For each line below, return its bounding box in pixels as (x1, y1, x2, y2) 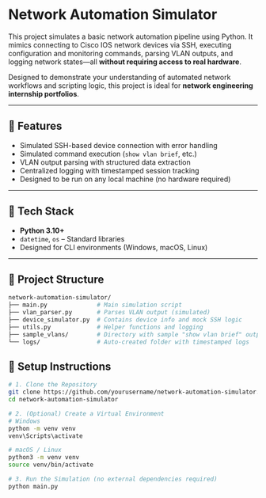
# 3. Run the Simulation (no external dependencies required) (8, 475, 218, 484)
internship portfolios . (8, 89, 79, 98)
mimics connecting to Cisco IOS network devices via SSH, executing (8, 40, 232, 49)
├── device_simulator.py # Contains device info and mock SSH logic (8, 316, 243, 324)
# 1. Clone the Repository (8, 381, 97, 389)
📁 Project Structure (8, 272, 104, 286)
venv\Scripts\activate (8, 431, 83, 440)
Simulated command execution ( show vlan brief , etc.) (19, 149, 198, 158)
